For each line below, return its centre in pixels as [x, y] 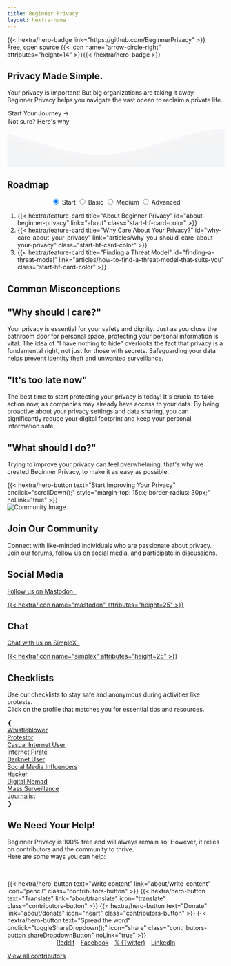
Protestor [20, 737]
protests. [20, 702]
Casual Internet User [37, 745]
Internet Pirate [28, 752]
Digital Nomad [27, 782]
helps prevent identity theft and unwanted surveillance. [86, 358]
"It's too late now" [47, 380]
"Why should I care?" [54, 312]
